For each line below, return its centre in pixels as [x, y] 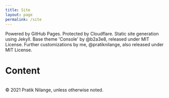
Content [23, 70]
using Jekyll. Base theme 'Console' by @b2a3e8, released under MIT [77, 39]
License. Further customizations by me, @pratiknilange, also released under [85, 45]
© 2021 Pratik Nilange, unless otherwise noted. [54, 90]
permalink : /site [24, 19]
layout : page [19, 15]
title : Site [18, 10]
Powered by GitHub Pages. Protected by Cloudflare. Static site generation [82, 34]
